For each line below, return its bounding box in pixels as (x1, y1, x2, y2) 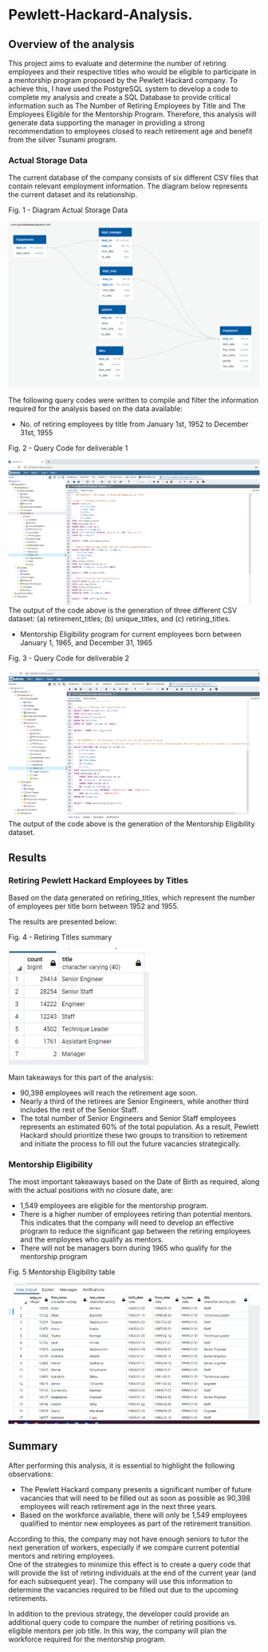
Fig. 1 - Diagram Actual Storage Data (8, 205, 128, 215)
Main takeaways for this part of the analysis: (8, 1072, 154, 1082)
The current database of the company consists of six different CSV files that (8, 173, 259, 183)
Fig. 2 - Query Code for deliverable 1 (8, 443, 128, 453)
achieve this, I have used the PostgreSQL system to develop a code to (8, 84, 238, 93)
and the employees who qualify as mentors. (19, 1235, 164, 1245)
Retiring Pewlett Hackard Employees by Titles (8, 874, 189, 885)
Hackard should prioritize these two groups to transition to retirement (19, 1130, 248, 1139)
